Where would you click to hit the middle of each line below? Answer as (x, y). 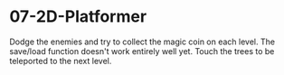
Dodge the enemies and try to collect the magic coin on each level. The (142, 42)
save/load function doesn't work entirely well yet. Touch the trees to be (142, 51)
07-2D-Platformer (78, 17)
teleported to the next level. (61, 61)
